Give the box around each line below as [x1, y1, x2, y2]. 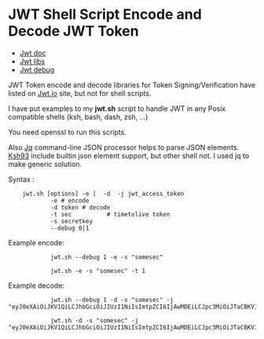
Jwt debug [19, 64, 55, 74]
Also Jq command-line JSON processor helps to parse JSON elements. [8, 142, 240, 152]
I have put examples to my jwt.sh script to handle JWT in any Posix [8, 104, 226, 113]
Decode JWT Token [8, 22, 139, 40]
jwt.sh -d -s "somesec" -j [49, 316, 139, 324]
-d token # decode [49, 203, 111, 212]
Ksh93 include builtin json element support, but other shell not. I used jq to [8, 151, 250, 160]
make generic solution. [8, 159, 82, 168]
